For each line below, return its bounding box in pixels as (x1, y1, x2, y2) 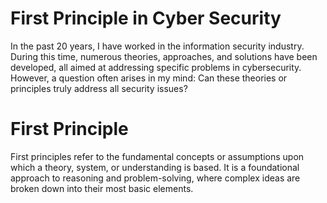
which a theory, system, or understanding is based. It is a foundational (10, 161, 300, 173)
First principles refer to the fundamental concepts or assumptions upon (10, 150, 305, 162)
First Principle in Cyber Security (10, 7, 282, 30)
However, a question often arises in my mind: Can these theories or (10, 72, 288, 84)
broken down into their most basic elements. (10, 182, 194, 194)
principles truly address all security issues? (10, 82, 188, 94)
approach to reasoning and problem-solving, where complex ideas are (10, 172, 301, 184)
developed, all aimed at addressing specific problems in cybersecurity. (10, 61, 302, 73)
